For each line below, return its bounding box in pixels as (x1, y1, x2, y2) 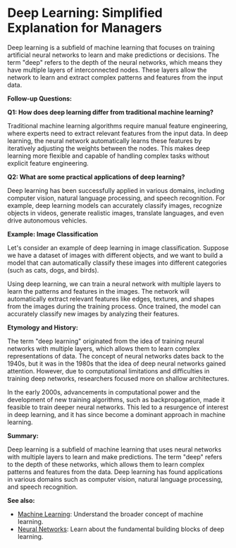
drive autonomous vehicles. (7, 216, 88, 225)
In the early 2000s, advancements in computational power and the (7, 387, 201, 396)
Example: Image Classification (7, 230, 99, 238)
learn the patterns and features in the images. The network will (7, 287, 190, 295)
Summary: (7, 431, 39, 440)
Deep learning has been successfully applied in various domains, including (7, 186, 225, 194)
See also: (7, 496, 35, 504)
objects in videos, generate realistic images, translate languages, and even (7, 208, 224, 217)
